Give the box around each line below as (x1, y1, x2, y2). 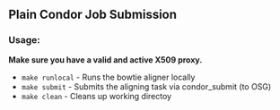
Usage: (8, 34, 41, 47)
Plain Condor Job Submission (8, 7, 177, 22)
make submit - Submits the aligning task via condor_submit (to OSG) (21, 80, 272, 92)
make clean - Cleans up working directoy (21, 90, 172, 101)
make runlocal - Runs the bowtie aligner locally (21, 72, 196, 82)
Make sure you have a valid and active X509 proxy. (8, 54, 203, 65)
